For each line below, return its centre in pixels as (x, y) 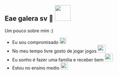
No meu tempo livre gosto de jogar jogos (54, 51)
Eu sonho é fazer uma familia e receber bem (58, 59)
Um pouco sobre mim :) (29, 30)
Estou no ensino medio (36, 67)
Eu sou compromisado (35, 42)
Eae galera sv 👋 (29, 19)
